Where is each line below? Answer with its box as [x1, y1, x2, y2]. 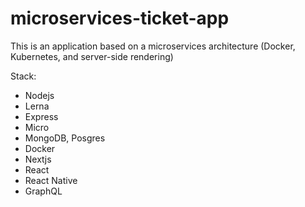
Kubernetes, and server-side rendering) [10, 50, 174, 62]
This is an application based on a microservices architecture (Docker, [10, 40, 296, 52]
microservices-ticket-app [10, 7, 230, 30]
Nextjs [24, 153, 52, 165]
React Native [24, 174, 78, 186]
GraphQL [24, 185, 63, 197]
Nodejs [24, 89, 55, 101]
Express [24, 110, 59, 122]
